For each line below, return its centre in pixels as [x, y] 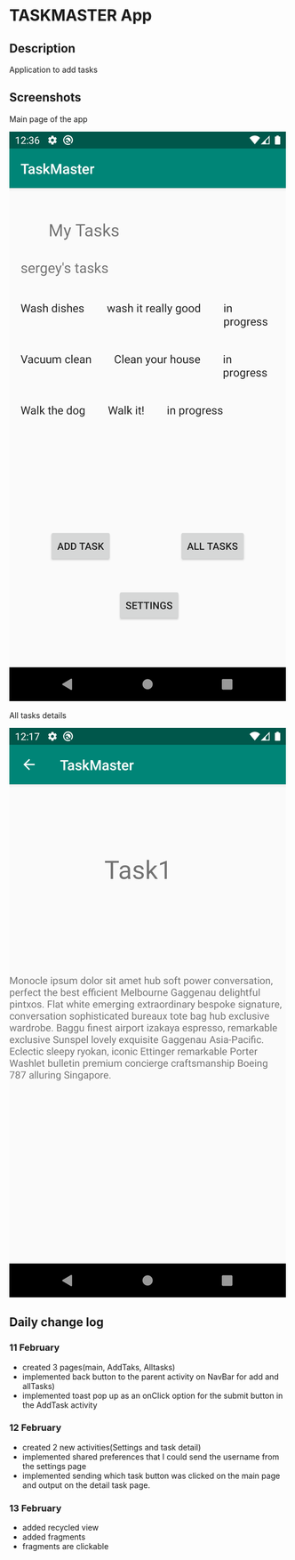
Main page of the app [48, 119]
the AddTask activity [60, 1405]
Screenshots [45, 97]
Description [42, 48]
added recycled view [60, 1528]
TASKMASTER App [81, 16]
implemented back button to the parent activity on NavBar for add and [151, 1377]
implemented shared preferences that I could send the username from [151, 1457]
